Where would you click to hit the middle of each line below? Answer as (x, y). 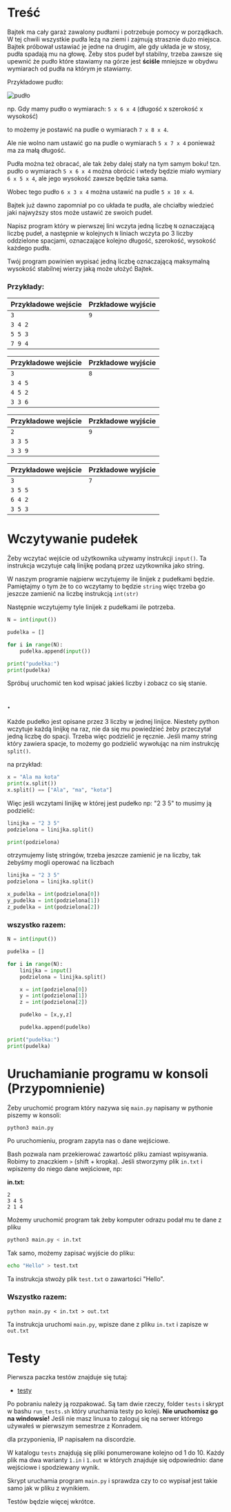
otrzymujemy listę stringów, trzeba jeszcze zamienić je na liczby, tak (104, 855)
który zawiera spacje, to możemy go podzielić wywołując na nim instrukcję (113, 744)
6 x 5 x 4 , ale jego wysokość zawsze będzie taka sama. (88, 178)
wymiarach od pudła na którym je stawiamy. (70, 68)
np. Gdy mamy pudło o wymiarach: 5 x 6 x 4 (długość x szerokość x (105, 109)
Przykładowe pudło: (36, 82)
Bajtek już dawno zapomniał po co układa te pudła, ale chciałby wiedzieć (111, 205)
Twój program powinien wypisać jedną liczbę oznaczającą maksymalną (109, 261)
